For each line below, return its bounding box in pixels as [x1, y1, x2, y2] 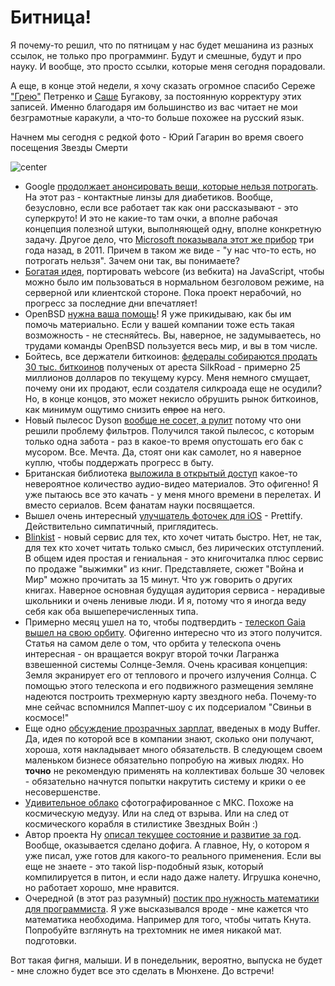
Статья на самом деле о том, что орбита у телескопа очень [24, 637, 282, 649]
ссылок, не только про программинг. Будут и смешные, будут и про [10, 49, 302, 61]
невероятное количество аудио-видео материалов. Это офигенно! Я [24, 477, 319, 490]
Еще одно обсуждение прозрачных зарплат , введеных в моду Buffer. [24, 722, 321, 734]
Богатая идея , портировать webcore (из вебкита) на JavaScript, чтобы [24, 265, 325, 277]
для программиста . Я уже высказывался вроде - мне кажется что [24, 902, 310, 915]
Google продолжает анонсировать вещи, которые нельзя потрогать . [24, 180, 319, 192]
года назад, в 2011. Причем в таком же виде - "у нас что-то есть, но [24, 244, 317, 256]
